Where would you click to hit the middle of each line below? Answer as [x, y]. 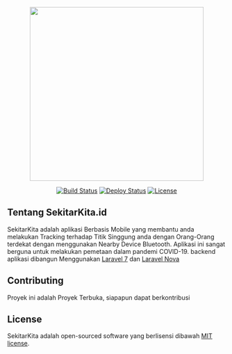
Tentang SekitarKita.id [57, 212]
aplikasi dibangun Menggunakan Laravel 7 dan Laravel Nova [93, 259]
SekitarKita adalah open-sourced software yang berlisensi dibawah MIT [110, 336]
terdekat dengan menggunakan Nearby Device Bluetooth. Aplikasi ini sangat [116, 244]
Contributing [35, 281]
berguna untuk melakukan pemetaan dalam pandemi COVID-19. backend [111, 251]
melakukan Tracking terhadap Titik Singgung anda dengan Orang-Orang [111, 236]
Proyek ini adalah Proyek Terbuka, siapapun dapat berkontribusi [99, 297]
